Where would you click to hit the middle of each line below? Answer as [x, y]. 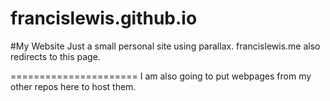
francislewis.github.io [104, 18]
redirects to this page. [55, 56]
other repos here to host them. [73, 86]
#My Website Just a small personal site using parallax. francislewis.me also [165, 46]
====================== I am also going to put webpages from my [161, 76]
